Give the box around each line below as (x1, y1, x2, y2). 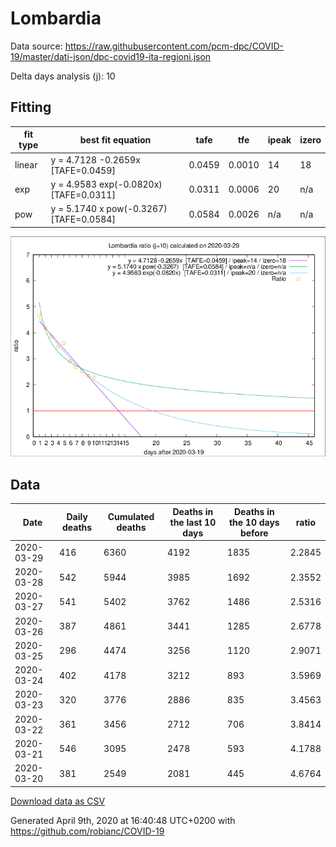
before (239, 527, 269, 539)
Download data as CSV (10, 795, 106, 807)
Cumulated (107, 511, 155, 523)
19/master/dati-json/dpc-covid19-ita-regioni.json (10, 50, 212, 62)
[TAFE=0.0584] (50, 213, 116, 225)
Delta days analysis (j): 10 (10, 70, 116, 82)
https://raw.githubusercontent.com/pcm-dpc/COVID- (64, 40, 285, 52)
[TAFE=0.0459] (50, 164, 116, 176)
